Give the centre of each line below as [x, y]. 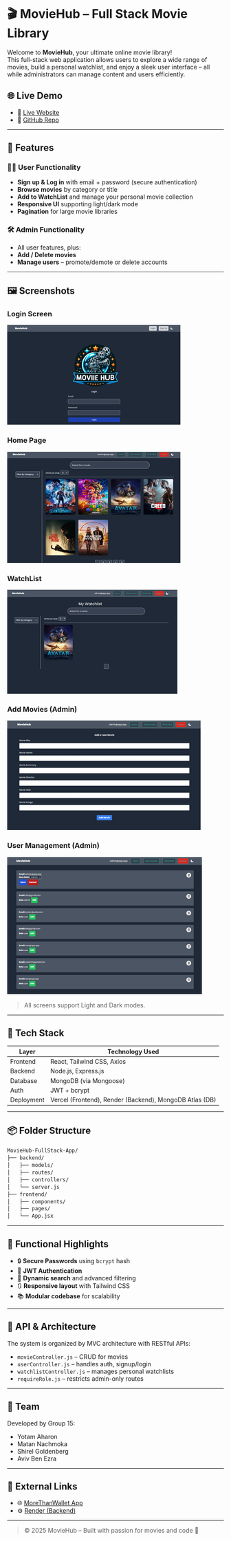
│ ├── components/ [37, 1201]
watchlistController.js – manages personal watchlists [95, 1371]
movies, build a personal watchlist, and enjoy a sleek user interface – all [109, 67]
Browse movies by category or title [67, 190]
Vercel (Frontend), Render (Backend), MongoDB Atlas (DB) [133, 1100]
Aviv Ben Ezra [37, 1458]
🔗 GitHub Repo [38, 120]
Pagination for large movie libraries [67, 212]
